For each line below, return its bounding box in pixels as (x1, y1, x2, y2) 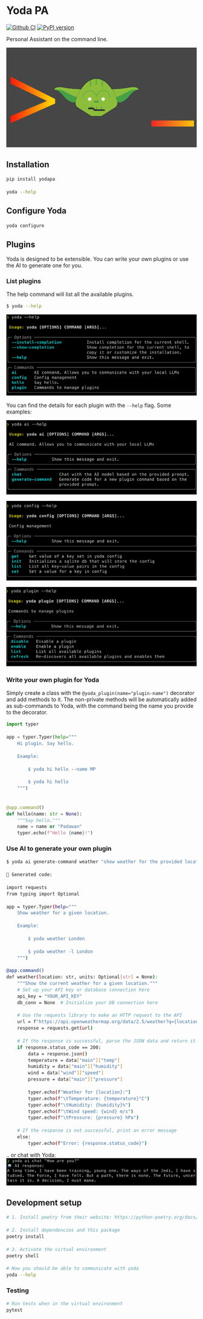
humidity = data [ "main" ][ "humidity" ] (28, 1064, 123, 1070)
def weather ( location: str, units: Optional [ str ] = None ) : (6, 974, 158, 980)
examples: (6, 408, 32, 415)
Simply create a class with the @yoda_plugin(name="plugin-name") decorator (6, 690, 195, 697)
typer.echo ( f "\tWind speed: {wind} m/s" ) (28, 1108, 134, 1115)
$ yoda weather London (28, 935, 85, 942)
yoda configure (6, 223, 45, 229)
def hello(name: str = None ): (6, 811, 83, 817)
